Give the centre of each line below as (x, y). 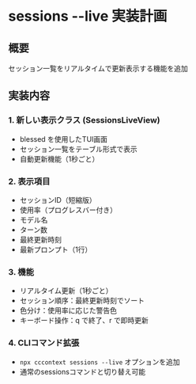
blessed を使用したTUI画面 (64, 139)
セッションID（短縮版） (58, 200)
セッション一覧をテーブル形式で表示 (78, 149)
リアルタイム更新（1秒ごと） (66, 291)
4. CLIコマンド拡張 (44, 343)
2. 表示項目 (29, 181)
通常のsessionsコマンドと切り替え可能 (83, 371)
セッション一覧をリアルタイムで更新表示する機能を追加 (98, 68)
